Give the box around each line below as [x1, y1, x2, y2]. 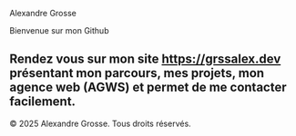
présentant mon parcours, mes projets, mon [9, 65, 265, 81]
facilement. [9, 94, 76, 110]
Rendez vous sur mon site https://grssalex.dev [9, 52, 281, 67]
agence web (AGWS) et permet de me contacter [9, 80, 287, 95]
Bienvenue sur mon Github [9, 25, 109, 35]
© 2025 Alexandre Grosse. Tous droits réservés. [9, 118, 191, 129]
